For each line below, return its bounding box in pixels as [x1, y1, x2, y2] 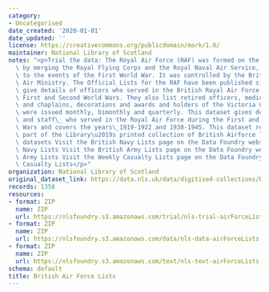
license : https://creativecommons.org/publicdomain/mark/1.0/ [8, 42, 220, 50]
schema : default [8, 265, 62, 273]
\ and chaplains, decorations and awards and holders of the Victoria [15, 101, 256, 109]
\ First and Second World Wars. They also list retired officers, [15, 94, 242, 102]
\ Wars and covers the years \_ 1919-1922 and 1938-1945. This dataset [15, 123, 252, 131]
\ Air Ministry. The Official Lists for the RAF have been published [15, 78, 252, 86]
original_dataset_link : [8, 175, 88, 184]
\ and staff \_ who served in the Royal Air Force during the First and [15, 116, 260, 124]
